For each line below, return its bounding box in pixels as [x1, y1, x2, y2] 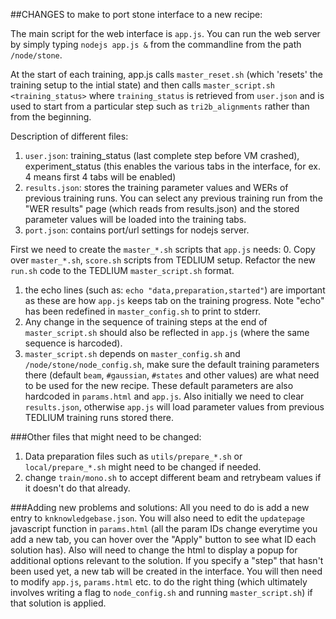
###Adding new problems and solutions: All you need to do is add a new [10, 502, 310, 513]
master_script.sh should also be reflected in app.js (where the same [24, 327, 310, 338]
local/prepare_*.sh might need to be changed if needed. [24, 461, 262, 473]
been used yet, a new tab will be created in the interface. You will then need [10, 565, 323, 577]
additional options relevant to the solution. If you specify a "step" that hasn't [10, 555, 324, 566]
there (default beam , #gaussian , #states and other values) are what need [24, 369, 320, 381]
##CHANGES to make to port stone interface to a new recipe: [10, 9, 263, 20]
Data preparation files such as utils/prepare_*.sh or [24, 450, 243, 462]
